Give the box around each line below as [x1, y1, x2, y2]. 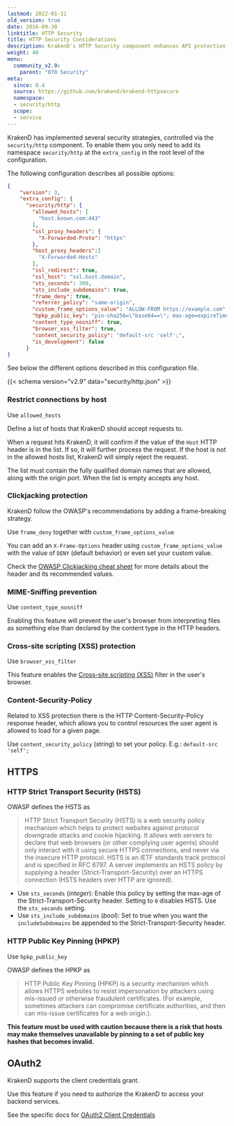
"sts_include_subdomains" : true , [32, 286, 130, 293]
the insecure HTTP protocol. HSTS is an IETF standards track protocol [24, 853, 226, 862]
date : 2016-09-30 [7, 23, 58, 30]
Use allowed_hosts [7, 410, 61, 419]
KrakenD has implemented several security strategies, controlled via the [7, 133, 214, 142]
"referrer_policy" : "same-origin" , [32, 299, 136, 306]
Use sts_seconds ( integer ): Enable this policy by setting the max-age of [17, 889, 221, 898]
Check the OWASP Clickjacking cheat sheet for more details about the [7, 562, 209, 570]
